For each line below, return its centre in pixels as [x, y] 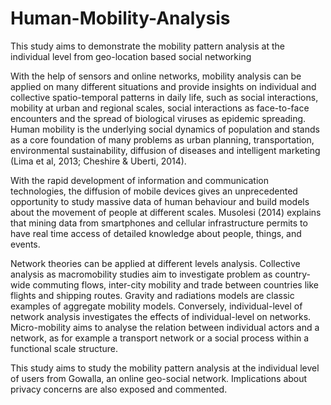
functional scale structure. [64, 348]
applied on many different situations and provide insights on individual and [163, 86]
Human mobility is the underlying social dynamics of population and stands [165, 129]
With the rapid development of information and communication [139, 180]
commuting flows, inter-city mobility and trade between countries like [175, 284]
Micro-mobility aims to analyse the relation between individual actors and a [165, 327]
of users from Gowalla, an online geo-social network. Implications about [159, 378]
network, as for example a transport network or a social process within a [160, 338]
